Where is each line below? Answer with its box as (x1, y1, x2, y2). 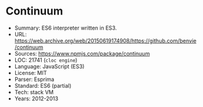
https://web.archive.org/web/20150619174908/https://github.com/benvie (14, 37, 197, 44)
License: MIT (14, 69, 47, 76)
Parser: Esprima (14, 76, 55, 83)
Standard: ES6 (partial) (14, 82, 72, 89)
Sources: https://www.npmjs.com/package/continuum (14, 50, 150, 57)
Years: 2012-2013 (14, 95, 59, 102)
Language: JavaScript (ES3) (14, 62, 85, 70)
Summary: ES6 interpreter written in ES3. (14, 24, 118, 31)
